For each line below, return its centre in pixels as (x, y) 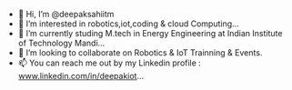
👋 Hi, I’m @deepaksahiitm (66, 14)
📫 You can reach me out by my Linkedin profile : (110, 63)
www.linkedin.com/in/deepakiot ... (81, 76)
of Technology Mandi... (61, 43)
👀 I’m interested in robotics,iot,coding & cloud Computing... (128, 24)
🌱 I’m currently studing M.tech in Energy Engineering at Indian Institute (150, 33)
